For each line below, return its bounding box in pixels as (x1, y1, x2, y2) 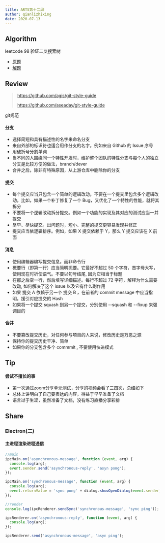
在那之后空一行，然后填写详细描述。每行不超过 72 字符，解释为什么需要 (12, 277, 158, 283)
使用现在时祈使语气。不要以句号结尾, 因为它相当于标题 (12, 271, 123, 276)
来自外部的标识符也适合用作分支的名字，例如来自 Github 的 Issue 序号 (12, 142, 154, 148)
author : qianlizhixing (5, 12, 52, 17)
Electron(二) (5, 427, 34, 434)
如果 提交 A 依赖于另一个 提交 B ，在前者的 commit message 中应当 (12, 289, 149, 295)
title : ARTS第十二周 (5, 7, 44, 12)
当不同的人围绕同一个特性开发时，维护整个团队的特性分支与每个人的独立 (12, 155, 159, 161)
